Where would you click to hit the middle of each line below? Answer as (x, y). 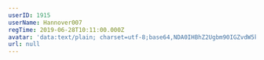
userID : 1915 (29, 15)
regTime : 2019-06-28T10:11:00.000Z (66, 30)
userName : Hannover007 (45, 23)
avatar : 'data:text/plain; (52, 37)
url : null (24, 44)
